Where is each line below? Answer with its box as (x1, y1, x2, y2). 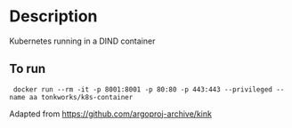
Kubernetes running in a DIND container (9, 36, 156, 46)
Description (9, 6, 98, 27)
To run (9, 61, 46, 76)
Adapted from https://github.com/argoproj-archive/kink (9, 108, 212, 119)
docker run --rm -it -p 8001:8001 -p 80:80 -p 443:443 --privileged (12, 84, 273, 94)
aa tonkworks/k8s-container (28, 92, 134, 101)
